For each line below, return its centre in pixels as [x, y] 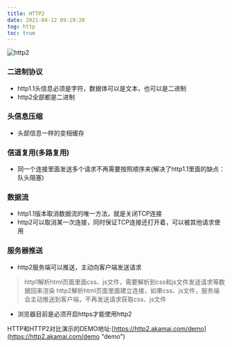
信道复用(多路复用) [38, 152]
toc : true [21, 33]
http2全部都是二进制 [46, 97]
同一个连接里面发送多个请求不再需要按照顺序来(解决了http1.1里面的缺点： [121, 169]
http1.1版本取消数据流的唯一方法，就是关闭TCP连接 [90, 214]
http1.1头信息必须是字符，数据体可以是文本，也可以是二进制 [102, 88]
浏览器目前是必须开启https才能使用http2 [74, 314]
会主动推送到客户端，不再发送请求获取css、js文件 [95, 299]
